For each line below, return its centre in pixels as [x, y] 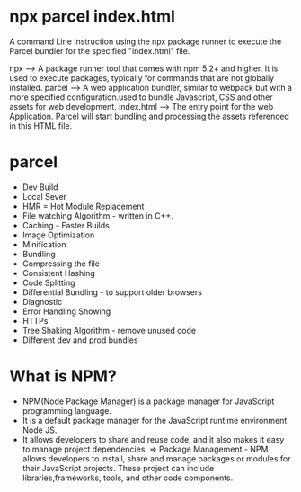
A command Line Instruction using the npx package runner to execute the [146, 41]
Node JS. [40, 430]
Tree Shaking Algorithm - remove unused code [109, 330]
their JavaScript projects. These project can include [118, 468]
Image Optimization [58, 235]
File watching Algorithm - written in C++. [97, 215]
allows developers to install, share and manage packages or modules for [156, 458]
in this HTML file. [41, 125]
